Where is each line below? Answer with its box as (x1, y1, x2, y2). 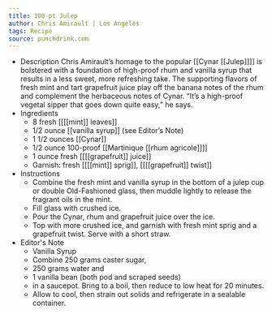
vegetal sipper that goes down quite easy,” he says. (19, 100, 193, 110)
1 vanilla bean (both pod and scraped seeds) (32, 273, 181, 282)
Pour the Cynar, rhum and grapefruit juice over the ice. (32, 212, 215, 222)
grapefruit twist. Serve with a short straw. (32, 229, 171, 239)
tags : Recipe (8, 27, 53, 35)
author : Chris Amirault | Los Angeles (8, 19, 140, 28)
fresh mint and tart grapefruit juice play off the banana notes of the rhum (19, 83, 264, 92)
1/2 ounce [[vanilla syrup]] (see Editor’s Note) (32, 126, 184, 135)
